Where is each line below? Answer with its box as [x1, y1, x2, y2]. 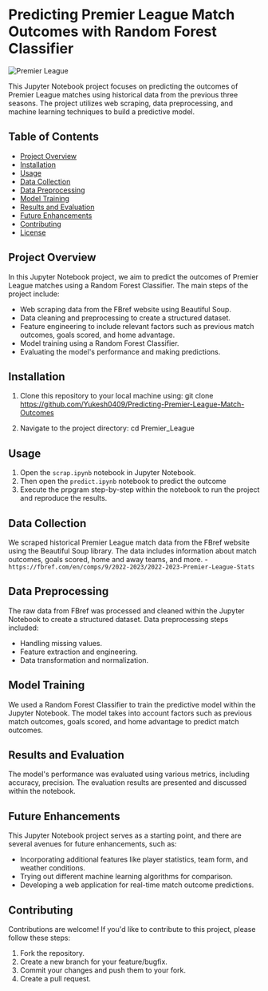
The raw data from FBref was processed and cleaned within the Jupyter [8, 605, 245, 616]
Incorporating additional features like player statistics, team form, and [19, 854, 249, 864]
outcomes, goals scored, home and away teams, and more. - [8, 555, 209, 564]
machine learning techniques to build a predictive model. [8, 106, 195, 117]
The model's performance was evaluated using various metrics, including [8, 769, 250, 779]
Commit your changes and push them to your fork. [19, 965, 186, 975]
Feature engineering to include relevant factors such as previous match [19, 321, 254, 331]
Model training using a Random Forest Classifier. [19, 338, 179, 348]
